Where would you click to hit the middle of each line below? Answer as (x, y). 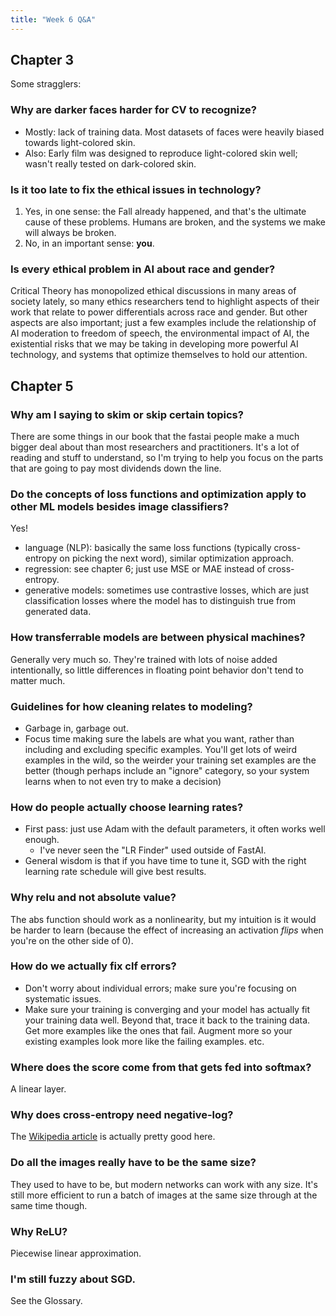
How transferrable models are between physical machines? (158, 638)
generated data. (58, 612)
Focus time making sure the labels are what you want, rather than (159, 738)
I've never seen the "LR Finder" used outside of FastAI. (153, 850)
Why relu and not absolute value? (93, 898)
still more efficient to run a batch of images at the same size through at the (164, 1195)
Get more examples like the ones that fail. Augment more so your (158, 1030)
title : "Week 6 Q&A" (53, 19)
